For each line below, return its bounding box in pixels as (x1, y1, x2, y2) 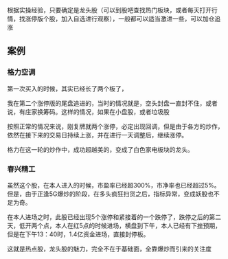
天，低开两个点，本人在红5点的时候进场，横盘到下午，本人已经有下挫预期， (7, 221, 222, 229)
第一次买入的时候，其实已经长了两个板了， (7, 85, 128, 93)
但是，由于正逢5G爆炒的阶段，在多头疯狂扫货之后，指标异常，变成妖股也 (7, 190, 214, 198)
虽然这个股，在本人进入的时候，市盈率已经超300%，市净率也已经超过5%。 (7, 181, 221, 189)
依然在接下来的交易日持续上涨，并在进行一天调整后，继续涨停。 (7, 131, 187, 139)
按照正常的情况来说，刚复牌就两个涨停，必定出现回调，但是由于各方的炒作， (7, 122, 224, 131)
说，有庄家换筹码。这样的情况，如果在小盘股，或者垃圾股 (7, 107, 170, 115)
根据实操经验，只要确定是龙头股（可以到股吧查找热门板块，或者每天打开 (7, 6, 212, 14)
